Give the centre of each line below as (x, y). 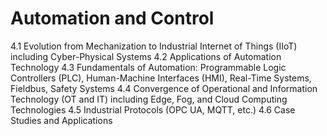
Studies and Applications (61, 120)
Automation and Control (112, 18)
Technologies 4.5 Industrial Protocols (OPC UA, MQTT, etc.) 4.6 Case (153, 109)
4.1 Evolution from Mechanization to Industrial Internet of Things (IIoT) (154, 46)
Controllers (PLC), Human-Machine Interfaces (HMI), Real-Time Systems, (161, 78)
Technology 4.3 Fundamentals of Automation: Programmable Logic (148, 67)
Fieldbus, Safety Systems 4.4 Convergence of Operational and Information (164, 88)
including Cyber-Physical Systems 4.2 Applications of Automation (146, 56)
